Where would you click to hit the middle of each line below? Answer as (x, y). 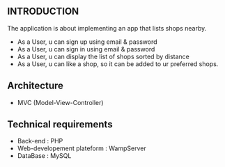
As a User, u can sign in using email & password (86, 49)
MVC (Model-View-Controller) (60, 102)
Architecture (36, 86)
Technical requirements (60, 125)
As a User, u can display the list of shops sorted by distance (103, 56)
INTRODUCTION (43, 11)
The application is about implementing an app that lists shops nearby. (107, 28)
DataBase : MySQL (44, 156)
